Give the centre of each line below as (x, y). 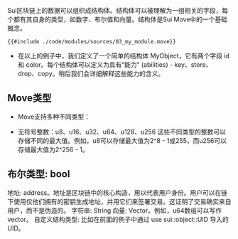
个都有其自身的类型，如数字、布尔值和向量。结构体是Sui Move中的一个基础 (118, 19)
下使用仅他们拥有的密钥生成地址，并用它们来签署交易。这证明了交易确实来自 (119, 201)
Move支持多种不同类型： (54, 117)
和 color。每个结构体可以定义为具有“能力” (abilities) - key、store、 (115, 65)
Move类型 (29, 98)
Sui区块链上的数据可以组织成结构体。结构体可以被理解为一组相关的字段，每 (118, 10)
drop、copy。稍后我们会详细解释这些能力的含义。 (91, 74)
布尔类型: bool (39, 174)
